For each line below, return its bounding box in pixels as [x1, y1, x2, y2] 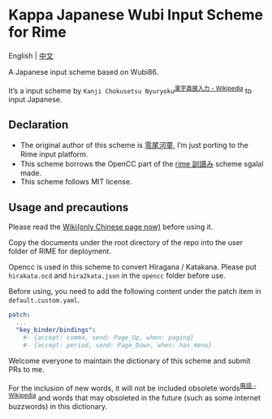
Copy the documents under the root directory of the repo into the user [8, 238, 244, 248]
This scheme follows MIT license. [19, 177, 132, 187]
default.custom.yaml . [8, 295, 80, 305]
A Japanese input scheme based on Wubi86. [8, 67, 159, 76]
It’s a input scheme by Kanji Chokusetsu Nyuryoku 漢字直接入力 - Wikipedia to [8, 84, 253, 95]
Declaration [8, 118, 69, 132]
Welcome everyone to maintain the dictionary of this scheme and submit [8, 356, 251, 365]
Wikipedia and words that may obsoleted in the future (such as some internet [8, 391, 261, 403]
